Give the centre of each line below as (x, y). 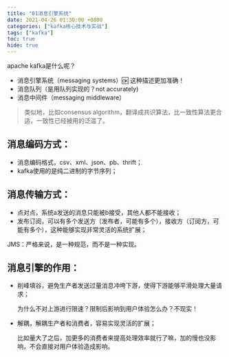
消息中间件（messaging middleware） (71, 97)
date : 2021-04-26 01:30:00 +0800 (55, 20)
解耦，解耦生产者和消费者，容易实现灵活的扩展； (86, 323)
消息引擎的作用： (43, 268)
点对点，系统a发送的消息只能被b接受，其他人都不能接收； (99, 212)
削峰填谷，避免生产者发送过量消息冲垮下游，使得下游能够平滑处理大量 (117, 286)
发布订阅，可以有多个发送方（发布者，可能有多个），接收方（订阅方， (115, 221)
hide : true (23, 45)
